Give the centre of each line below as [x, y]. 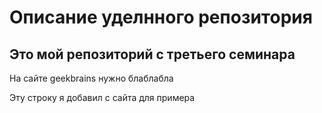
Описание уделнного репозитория [161, 17]
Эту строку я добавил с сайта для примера [102, 97]
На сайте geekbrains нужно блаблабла [91, 78]
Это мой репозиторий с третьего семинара [152, 54]
